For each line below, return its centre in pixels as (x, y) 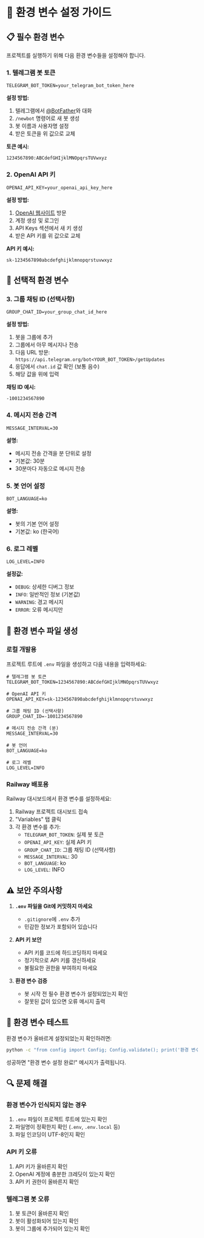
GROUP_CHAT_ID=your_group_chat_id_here (57, 312)
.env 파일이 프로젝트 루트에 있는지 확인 (61, 1119)
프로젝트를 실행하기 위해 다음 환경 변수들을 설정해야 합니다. (76, 55)
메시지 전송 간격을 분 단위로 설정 (53, 453)
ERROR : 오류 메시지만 (39, 610)
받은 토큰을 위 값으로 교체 (45, 134)
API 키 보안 (28, 939)
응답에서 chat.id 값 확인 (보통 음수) (57, 367)
